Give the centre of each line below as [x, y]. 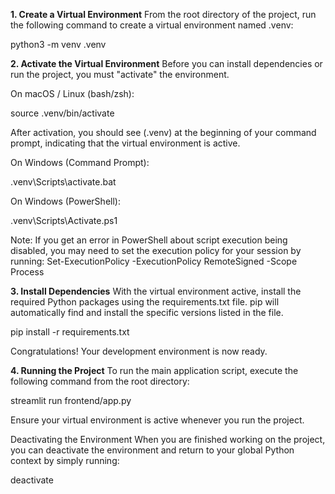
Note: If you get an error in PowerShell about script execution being [149, 240]
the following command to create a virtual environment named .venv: [152, 25]
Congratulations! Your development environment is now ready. [139, 351]
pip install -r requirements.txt [70, 332]
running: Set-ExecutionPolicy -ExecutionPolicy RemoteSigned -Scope [154, 261]
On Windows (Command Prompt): [80, 162]
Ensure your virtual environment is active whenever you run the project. [157, 420]
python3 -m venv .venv [58, 44]
